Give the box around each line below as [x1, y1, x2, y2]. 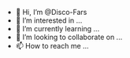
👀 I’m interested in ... [15, 16, 83, 25]
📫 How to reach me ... [15, 42, 89, 50]
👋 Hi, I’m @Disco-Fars [15, 8, 87, 16]
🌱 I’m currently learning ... [15, 24, 100, 33]
